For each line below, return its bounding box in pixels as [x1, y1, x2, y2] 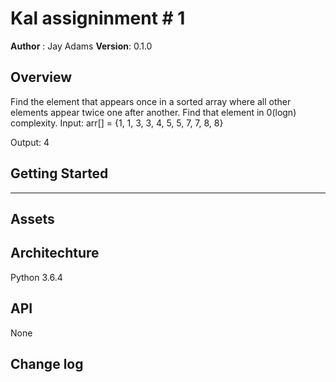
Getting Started [10, 165, 109, 182]
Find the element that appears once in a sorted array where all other [10, 95, 292, 107]
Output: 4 [10, 136, 50, 148]
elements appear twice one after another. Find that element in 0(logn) [10, 106, 297, 118]
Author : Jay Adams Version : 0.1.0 [10, 40, 153, 52]
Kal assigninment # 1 [10, 7, 186, 30]
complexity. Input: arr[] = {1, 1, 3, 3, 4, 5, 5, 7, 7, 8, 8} [10, 117, 224, 129]
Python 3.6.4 [10, 271, 63, 283]
